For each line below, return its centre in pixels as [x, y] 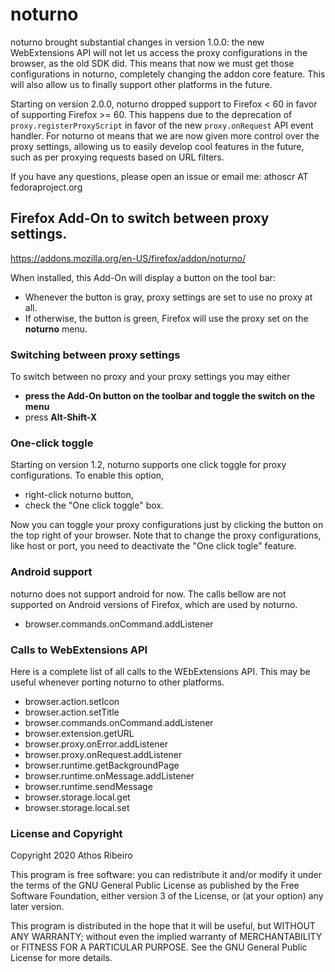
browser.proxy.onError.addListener [96, 744]
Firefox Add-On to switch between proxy [140, 218]
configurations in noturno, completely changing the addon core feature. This [168, 74]
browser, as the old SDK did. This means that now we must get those [152, 63]
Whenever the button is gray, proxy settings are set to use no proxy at [168, 297]
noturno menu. [56, 329]
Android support [51, 572]
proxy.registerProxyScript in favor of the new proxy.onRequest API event [162, 125]
